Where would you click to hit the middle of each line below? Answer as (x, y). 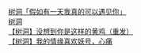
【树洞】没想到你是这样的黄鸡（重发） (70, 31)
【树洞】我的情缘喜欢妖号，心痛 (60, 41)
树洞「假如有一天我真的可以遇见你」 (67, 11)
